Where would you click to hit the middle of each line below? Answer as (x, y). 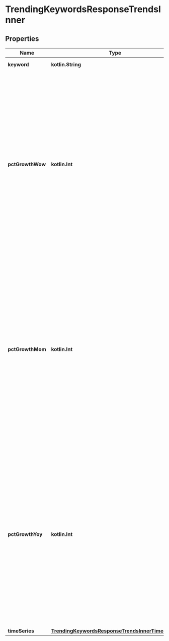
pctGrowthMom (27, 349)
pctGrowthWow (27, 164)
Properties (22, 39)
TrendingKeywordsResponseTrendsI (83, 9)
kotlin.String (66, 64)
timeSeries (21, 631)
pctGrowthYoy (25, 534)
